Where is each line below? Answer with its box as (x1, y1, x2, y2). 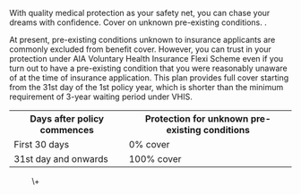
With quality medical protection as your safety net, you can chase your (9, 8, 271, 18)
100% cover (128, 153, 182, 164)
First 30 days (13, 139, 70, 150)
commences (39, 124, 94, 136)
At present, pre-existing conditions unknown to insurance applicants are (9, 35, 276, 45)
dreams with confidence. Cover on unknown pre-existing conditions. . (9, 17, 267, 28)
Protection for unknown (144, 113, 249, 124)
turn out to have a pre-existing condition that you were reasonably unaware (9, 63, 288, 73)
